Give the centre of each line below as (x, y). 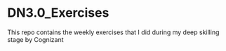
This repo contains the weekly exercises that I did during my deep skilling (113, 32)
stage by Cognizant (36, 39)
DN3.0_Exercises (58, 13)
